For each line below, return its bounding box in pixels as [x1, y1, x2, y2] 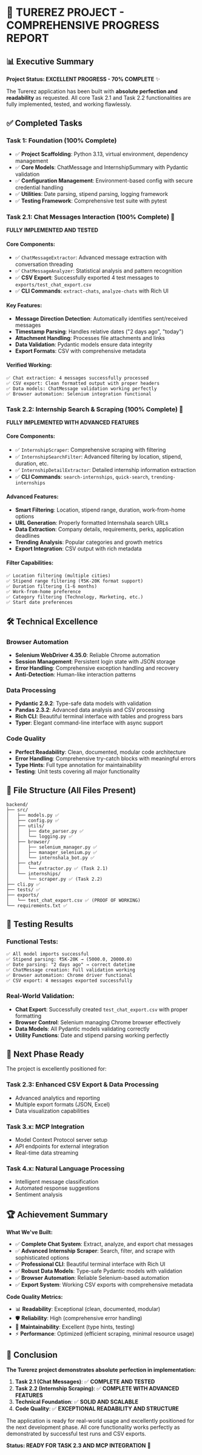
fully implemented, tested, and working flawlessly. [6, 100, 132, 108]
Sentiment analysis [15, 1191, 62, 1198]
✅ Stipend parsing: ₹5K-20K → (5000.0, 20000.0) [6, 956, 133, 963]
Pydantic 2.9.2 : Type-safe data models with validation [15, 700, 152, 707]
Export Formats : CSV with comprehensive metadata [15, 347, 147, 355]
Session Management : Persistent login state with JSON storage [15, 658, 176, 665]
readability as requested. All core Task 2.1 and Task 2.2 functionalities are [6, 94, 191, 101]
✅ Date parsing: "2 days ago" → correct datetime [6, 962, 135, 968]
